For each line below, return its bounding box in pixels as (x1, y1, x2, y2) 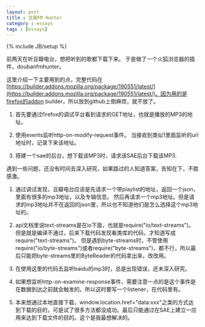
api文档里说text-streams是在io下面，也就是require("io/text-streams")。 (15, 221, 194, 229)
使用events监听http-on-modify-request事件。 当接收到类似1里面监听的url (15, 131, 199, 139)
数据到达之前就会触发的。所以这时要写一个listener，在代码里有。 (20, 285, 184, 293)
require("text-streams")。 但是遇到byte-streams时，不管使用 (15, 237, 168, 244)
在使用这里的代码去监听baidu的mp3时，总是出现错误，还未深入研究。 (15, 265, 191, 273)
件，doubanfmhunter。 (6, 63, 65, 70)
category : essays (6, 20, 53, 26)
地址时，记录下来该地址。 (15, 139, 80, 147)
